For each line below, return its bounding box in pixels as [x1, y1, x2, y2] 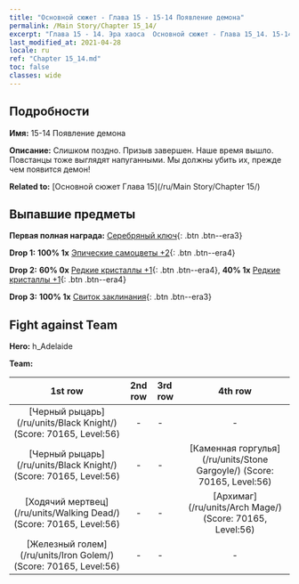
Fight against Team [9, 317, 118, 332]
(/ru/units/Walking [13, 507, 89, 519]
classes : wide [9, 71, 62, 80]
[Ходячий [25, 496, 67, 508]
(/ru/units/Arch [188, 501, 250, 514]
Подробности [9, 104, 90, 119]
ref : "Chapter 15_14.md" [9, 54, 101, 63]
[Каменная [190, 442, 238, 455]
